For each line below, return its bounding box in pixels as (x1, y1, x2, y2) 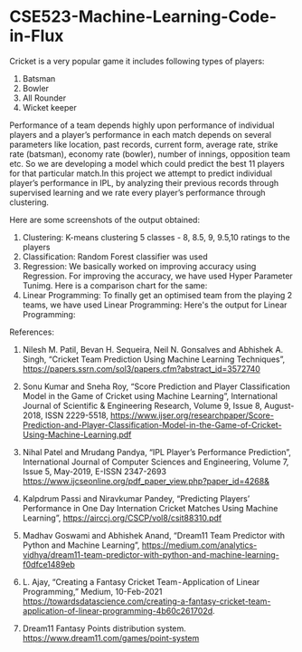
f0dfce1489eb (22, 559, 75, 569)
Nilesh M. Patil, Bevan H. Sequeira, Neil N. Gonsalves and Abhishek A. (22, 344, 284, 355)
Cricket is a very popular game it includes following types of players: (9, 55, 265, 66)
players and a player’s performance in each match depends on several (9, 129, 272, 140)
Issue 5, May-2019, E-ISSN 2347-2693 (22, 465, 167, 477)
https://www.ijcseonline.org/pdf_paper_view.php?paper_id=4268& (22, 475, 269, 486)
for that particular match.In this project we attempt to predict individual (9, 168, 273, 179)
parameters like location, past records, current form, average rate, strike (9, 139, 278, 150)
